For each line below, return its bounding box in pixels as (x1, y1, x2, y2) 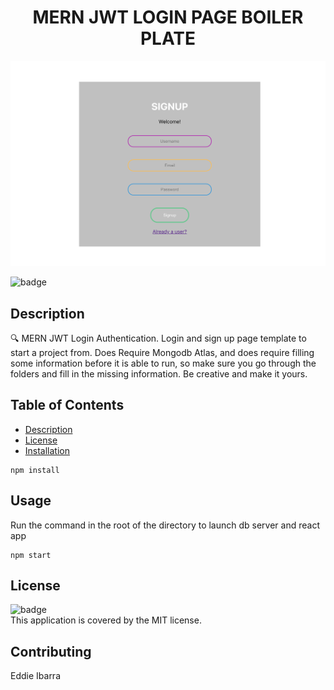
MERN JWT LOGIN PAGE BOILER (32, 6, 304, 29)
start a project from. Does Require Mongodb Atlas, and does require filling (10, 347, 315, 359)
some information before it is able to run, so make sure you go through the (10, 357, 317, 370)
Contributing (10, 643, 92, 660)
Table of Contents (10, 397, 125, 414)
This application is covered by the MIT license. (10, 614, 202, 626)
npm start (10, 550, 52, 560)
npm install (10, 465, 60, 475)
